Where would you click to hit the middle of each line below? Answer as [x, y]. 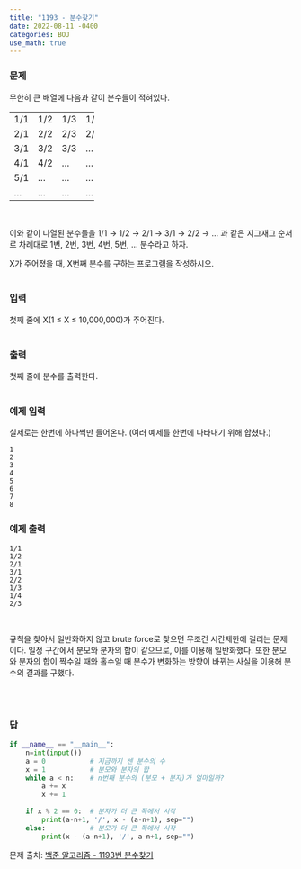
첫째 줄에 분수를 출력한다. [54, 376]
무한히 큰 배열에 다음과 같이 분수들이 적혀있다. [90, 97]
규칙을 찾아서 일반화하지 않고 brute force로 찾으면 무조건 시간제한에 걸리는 [140, 638]
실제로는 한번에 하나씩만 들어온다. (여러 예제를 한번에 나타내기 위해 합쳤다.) [140, 432]
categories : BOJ [40, 34]
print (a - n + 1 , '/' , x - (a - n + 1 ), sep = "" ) [118, 819]
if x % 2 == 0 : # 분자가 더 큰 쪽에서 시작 [101, 811]
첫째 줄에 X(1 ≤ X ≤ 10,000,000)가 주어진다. [87, 320]
